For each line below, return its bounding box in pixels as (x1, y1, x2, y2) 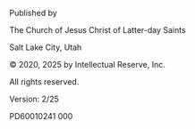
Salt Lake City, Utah (9, 42, 82, 52)
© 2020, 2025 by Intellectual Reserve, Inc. (9, 60, 165, 69)
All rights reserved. (9, 77, 80, 87)
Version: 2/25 (9, 93, 60, 104)
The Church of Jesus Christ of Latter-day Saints (9, 25, 186, 35)
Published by (9, 8, 58, 18)
